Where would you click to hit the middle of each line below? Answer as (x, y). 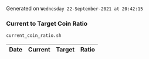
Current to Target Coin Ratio (47, 23)
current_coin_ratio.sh (34, 36)
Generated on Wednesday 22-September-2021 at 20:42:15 (75, 8)
